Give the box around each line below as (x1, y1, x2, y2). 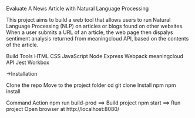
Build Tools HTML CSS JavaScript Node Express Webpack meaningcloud (6, 53, 184, 59)
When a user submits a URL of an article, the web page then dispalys (6, 29, 173, 36)
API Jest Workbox (6, 59, 50, 66)
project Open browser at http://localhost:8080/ (6, 106, 120, 112)
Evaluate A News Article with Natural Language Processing (6, 5, 149, 12)
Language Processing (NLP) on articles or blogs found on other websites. (6, 23, 184, 29)
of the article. (6, 41, 39, 48)
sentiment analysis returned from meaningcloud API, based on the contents (6, 35, 189, 42)
